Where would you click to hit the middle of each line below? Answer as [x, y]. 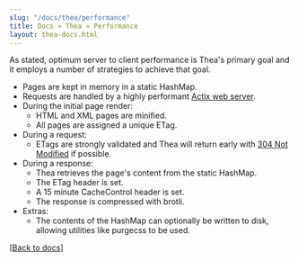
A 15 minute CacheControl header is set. [110, 192]
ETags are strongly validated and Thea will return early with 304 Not [162, 144]
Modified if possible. [74, 154]
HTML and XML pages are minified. [101, 116]
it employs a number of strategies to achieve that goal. [110, 69]
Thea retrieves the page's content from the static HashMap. [146, 173]
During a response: [57, 164]
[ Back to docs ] [36, 247]
